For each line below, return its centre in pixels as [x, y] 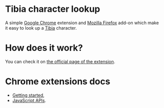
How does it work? [44, 48]
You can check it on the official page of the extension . [60, 61]
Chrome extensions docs [58, 82]
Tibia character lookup [53, 9]
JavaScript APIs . [29, 100]
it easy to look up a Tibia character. [41, 28]
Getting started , [28, 95]
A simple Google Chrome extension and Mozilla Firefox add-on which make [82, 23]
